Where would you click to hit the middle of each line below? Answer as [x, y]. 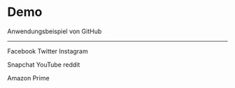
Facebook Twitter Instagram [48, 51]
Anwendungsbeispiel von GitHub [55, 31]
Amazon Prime [29, 78]
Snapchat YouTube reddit [44, 64]
